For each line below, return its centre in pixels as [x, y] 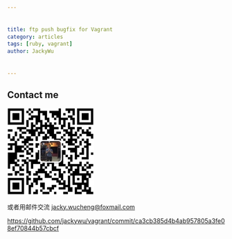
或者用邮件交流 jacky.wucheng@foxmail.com [71, 207]
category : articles [35, 37]
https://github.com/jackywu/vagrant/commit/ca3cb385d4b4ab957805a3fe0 [116, 221]
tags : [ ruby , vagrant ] [40, 44]
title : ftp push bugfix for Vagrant [60, 29]
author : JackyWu [30, 51]
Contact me [33, 95]
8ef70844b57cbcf [33, 228]
